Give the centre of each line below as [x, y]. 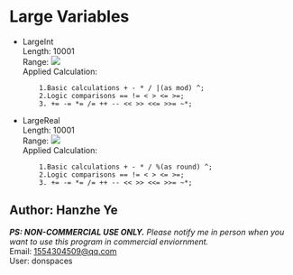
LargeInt [38, 41]
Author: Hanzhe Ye [64, 211]
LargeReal [41, 120]
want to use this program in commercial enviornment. [109, 242]
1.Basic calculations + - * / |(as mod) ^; [122, 87]
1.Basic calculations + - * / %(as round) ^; [126, 167]
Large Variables [69, 17]
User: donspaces [41, 261]
